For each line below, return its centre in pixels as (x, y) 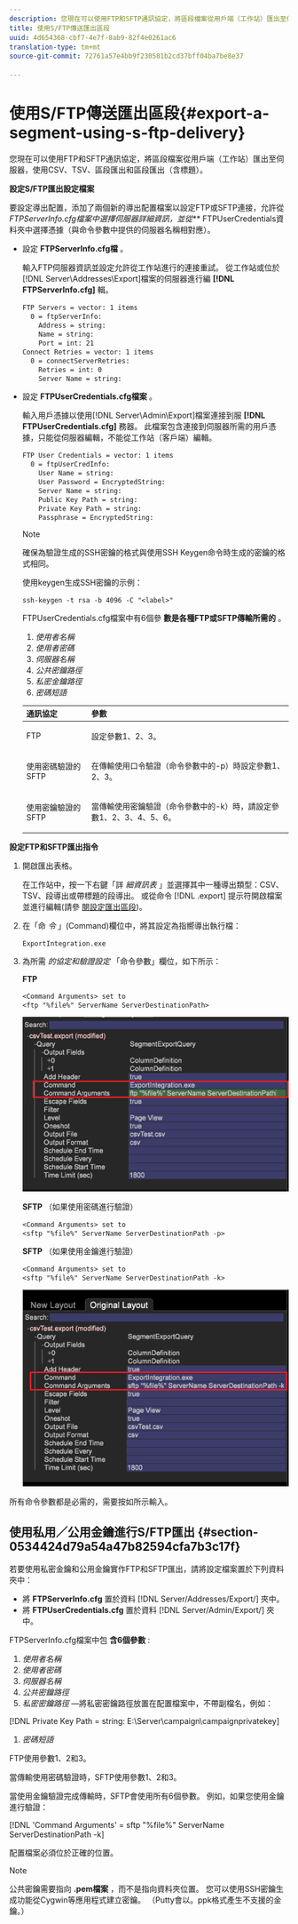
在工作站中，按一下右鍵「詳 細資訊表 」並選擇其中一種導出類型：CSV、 (153, 884)
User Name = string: (76, 473)
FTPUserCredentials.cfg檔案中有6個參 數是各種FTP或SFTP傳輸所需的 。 (154, 618)
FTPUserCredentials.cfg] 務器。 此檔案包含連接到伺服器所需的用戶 (145, 426)
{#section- (228, 1533)
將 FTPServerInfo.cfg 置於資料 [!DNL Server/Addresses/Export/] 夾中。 (153, 1599)
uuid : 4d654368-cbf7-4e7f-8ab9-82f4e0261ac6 (93, 37)
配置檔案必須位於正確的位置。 (63, 1853)
